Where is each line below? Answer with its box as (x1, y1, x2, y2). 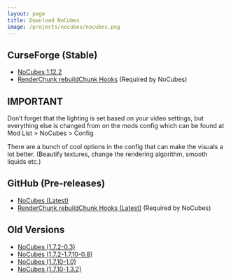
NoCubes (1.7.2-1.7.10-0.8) (17, 250, 93, 258)
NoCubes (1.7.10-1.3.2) (17, 265, 82, 273)
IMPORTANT (7, 95, 63, 107)
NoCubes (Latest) (17, 196, 69, 204)
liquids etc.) (7, 157, 41, 165)
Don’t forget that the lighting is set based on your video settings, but (7, 114, 204, 122)
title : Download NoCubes (7, 17, 80, 24)
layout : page (7, 10, 45, 17)
